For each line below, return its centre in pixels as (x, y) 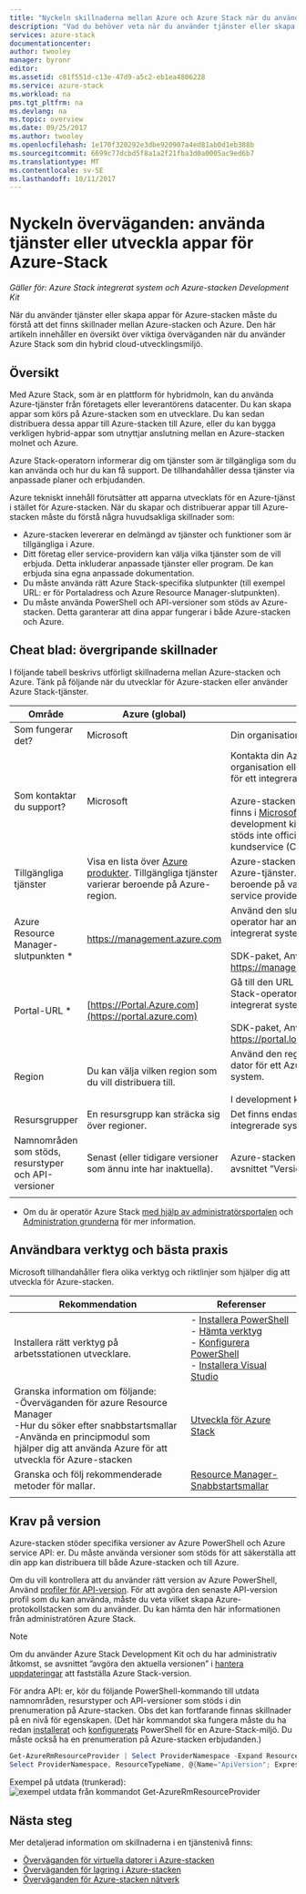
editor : (24, 69)
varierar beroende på (132, 884)
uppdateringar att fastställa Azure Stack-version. (101, 1674)
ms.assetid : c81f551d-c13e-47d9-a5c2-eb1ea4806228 (107, 77)
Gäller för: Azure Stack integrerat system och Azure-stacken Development (149, 288)
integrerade (255, 1125)
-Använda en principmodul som (82, 1437)
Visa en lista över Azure (138, 861)
